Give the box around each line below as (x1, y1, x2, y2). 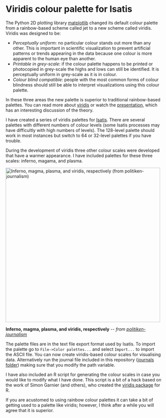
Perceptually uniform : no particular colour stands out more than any (12, 40, 151, 45)
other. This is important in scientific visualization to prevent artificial (12, 45, 151, 51)
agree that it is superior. (5, 407, 54, 413)
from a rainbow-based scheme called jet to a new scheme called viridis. (5, 25, 152, 31)
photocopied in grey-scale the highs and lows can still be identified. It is (12, 66, 160, 72)
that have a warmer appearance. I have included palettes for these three (5, 152, 153, 159)
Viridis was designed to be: (5, 30, 61, 36)
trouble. (5, 137, 22, 144)
